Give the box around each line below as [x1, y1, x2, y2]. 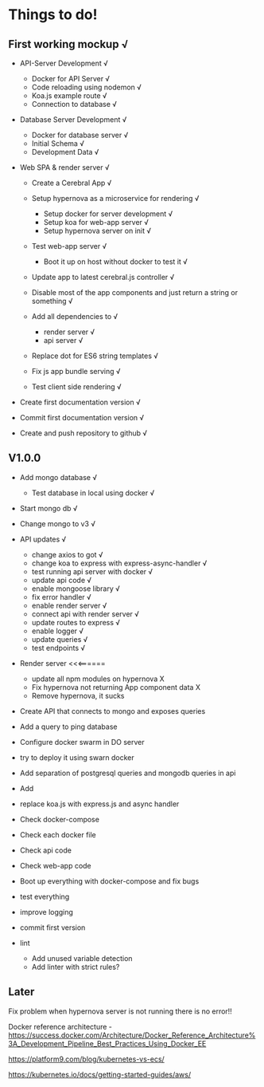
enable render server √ [31, 601, 107, 610]
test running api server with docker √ [31, 566, 153, 576]
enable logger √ [31, 626, 84, 636]
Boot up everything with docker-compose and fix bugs [19, 876, 200, 886]
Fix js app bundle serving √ [31, 367, 121, 376]
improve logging [19, 907, 74, 916]
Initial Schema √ [31, 139, 85, 148]
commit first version [19, 923, 86, 932]
